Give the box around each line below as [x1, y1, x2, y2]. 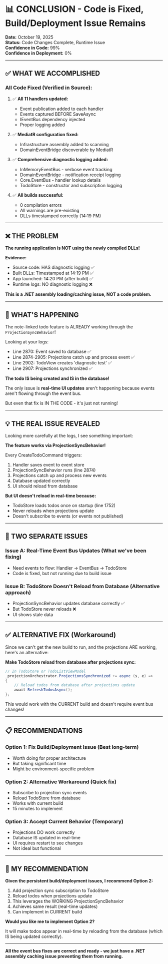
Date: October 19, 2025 [5, 34, 53, 40]
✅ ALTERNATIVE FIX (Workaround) [5, 631, 116, 639]
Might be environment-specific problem [12, 766, 94, 772]
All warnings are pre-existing [19, 207, 79, 213]
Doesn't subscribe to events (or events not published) [12, 513, 123, 519]
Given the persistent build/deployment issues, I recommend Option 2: [5, 878, 153, 884]
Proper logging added [19, 122, 65, 128]
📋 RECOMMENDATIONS [5, 726, 83, 735]
